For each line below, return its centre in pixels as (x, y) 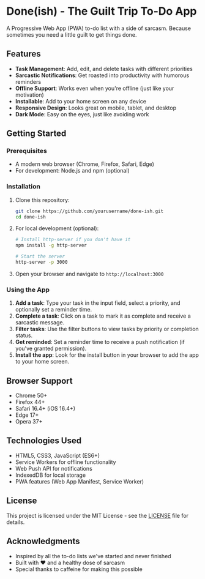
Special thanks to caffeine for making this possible (79, 569)
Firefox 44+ (30, 402)
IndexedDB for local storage (50, 475)
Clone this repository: (42, 200)
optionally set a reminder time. (54, 310)
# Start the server (40, 256)
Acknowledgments (43, 541)
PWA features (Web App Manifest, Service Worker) (80, 481)
